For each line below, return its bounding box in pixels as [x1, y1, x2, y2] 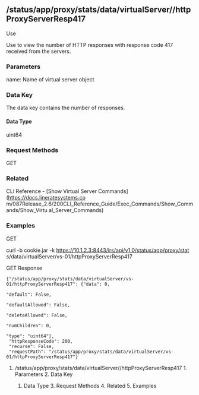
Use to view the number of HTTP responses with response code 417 [6, 41, 173, 48]
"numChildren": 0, [6, 323, 52, 328]
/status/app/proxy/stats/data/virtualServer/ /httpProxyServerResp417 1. [14, 364, 187, 371]
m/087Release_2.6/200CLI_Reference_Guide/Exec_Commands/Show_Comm [6, 200, 194, 207]
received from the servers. [6, 48, 71, 55]
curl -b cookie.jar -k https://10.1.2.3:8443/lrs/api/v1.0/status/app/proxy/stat [6, 247, 189, 254]
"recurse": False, [8, 343, 55, 349]
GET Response [6, 264, 43, 271]
